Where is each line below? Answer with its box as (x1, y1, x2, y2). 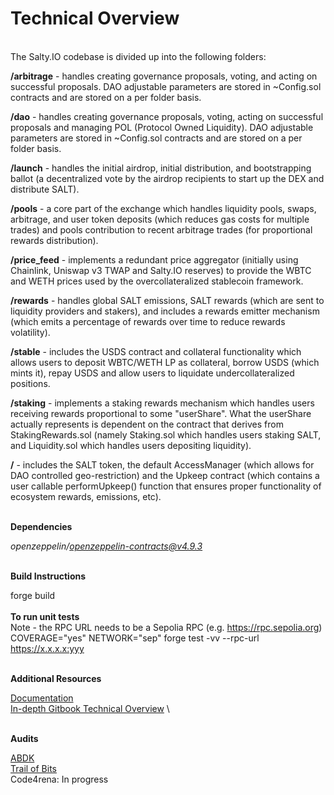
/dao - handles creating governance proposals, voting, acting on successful (10, 110, 324, 122)
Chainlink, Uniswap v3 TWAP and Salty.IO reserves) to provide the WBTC (10, 264, 312, 276)
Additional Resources (10, 672, 102, 684)
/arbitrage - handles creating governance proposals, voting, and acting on (10, 70, 318, 82)
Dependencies (10, 520, 73, 532)
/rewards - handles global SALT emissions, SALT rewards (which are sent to (10, 294, 325, 306)
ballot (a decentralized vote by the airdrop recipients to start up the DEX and (10, 172, 325, 184)
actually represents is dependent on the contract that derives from (10, 418, 284, 430)
